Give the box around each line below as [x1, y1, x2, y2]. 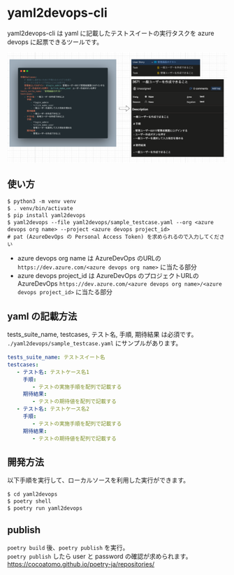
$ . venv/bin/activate [7, 205, 73, 212]
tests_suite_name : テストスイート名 [7, 354, 106, 361]
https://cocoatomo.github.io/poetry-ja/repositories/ [7, 560, 155, 569]
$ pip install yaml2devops [7, 212, 86, 219]
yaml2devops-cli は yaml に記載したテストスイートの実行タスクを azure [7, 29, 214, 37]
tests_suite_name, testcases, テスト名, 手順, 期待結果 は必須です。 [7, 331, 198, 339]
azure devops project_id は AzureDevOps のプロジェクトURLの [17, 272, 199, 280]
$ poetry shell [7, 498, 52, 505]
